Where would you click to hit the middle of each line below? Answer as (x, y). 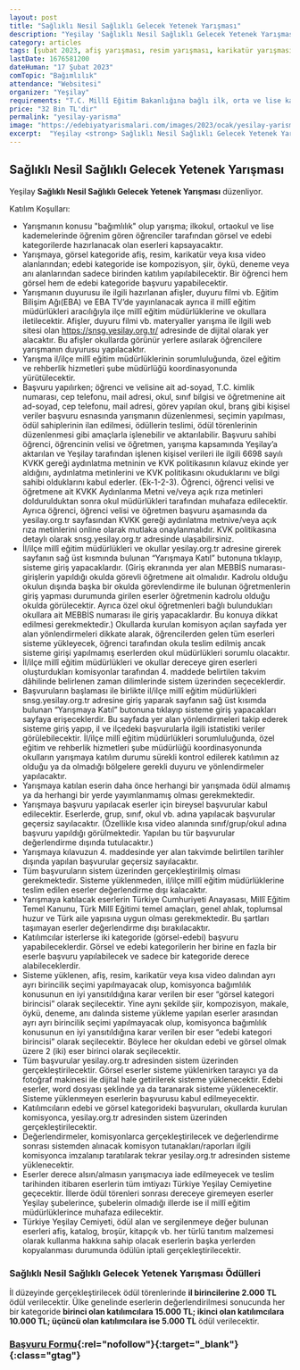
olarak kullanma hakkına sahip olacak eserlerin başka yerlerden (139, 1241)
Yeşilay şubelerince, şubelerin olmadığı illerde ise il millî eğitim (136, 1202)
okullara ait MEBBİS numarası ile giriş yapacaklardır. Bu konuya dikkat (150, 614)
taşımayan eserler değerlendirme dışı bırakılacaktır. (116, 927)
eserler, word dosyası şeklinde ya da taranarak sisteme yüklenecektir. (150, 1089)
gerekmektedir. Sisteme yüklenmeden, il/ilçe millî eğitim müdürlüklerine (153, 880)
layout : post (33, 17)
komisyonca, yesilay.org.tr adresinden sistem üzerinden (125, 1117)
